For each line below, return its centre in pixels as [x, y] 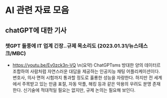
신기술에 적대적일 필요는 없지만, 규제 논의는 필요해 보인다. [79, 90]
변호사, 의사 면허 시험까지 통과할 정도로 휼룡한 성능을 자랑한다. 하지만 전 [82, 77]
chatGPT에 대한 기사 [36, 30]
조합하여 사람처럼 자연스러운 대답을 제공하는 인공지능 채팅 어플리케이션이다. [86, 71]
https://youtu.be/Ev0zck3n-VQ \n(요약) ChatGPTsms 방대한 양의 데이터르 [87, 65]
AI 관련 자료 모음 [37, 10]
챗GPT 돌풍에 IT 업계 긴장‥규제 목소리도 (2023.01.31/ [67, 45]
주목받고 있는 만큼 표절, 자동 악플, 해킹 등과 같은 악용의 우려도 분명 [87, 83]
